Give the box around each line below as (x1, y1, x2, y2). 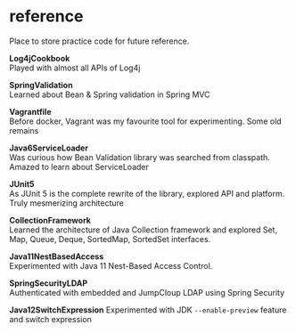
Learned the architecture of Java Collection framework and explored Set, (9, 224, 278, 235)
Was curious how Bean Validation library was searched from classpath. (9, 151, 270, 162)
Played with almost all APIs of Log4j (9, 62, 141, 73)
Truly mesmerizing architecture (9, 198, 125, 208)
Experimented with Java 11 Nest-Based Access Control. (9, 260, 213, 271)
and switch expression (9, 313, 92, 324)
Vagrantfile (9, 106, 52, 117)
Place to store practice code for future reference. (9, 36, 190, 46)
